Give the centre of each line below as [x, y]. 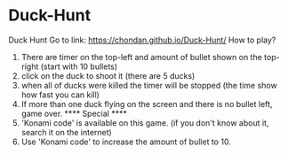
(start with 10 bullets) [79, 66]
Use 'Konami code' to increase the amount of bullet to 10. [126, 142]
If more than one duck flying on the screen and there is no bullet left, [147, 104]
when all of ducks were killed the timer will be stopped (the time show [149, 85]
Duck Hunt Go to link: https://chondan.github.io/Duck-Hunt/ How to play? [142, 40]
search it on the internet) [66, 132]
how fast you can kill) [60, 95]
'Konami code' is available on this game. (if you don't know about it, [145, 123]
